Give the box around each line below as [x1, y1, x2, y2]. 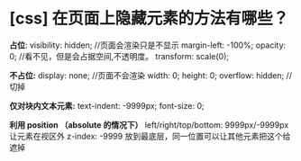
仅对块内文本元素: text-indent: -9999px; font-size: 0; [9, 100, 205, 111]
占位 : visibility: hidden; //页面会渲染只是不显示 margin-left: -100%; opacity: [9, 40, 287, 50]
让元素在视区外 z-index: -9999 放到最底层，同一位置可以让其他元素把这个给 [9, 130, 291, 141]
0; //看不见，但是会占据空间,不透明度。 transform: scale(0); [9, 50, 230, 61]
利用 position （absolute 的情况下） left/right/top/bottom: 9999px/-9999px [9, 119, 289, 130]
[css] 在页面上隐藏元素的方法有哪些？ [9, 8, 289, 29]
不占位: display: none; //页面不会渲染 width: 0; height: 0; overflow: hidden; [9, 69, 285, 81]
